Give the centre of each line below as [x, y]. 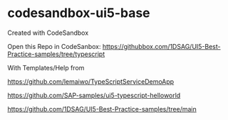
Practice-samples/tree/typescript [56, 54]
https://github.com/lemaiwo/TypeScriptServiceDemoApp [91, 81]
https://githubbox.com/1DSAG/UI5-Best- [161, 46]
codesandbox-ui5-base [79, 13]
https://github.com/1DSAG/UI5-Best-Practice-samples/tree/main [102, 109]
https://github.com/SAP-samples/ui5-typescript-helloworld [94, 95]
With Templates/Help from [46, 67]
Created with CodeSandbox [48, 33]
